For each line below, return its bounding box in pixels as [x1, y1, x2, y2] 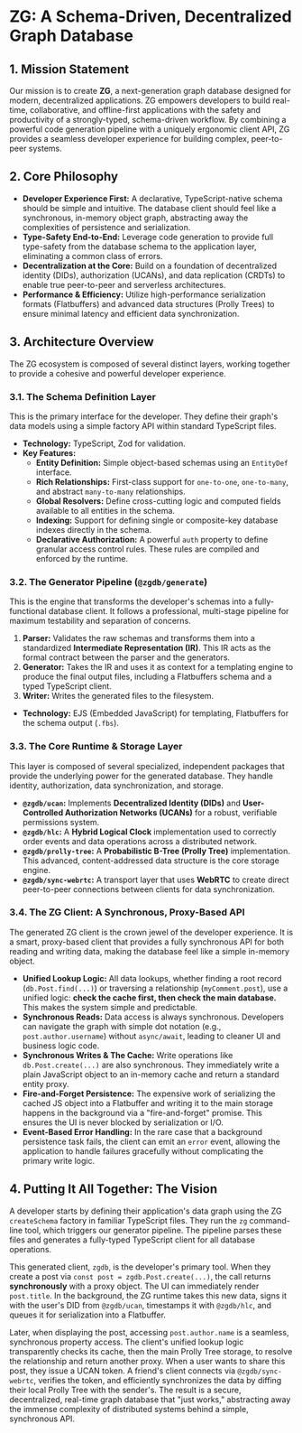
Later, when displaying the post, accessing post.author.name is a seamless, [9, 1326, 289, 1337]
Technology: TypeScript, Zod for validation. [22, 438, 187, 449]
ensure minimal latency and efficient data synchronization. [22, 308, 240, 319]
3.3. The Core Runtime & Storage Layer [9, 740, 183, 753]
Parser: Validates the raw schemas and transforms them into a [22, 633, 255, 644]
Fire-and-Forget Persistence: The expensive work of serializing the [22, 1088, 276, 1099]
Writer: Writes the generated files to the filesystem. [22, 691, 215, 702]
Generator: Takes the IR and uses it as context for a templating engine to [22, 662, 294, 673]
